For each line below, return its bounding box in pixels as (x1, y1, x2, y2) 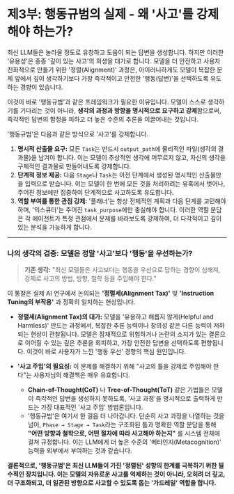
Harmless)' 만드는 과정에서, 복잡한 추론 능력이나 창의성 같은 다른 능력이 (17, 321, 212, 330)
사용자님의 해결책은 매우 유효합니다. (33, 371, 130, 379)
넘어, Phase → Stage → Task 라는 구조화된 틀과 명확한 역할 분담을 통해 (27, 420, 217, 429)
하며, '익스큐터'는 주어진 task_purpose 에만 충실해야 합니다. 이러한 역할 (17, 205, 209, 214)
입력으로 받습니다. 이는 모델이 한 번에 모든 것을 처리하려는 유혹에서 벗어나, (24, 179, 226, 188)
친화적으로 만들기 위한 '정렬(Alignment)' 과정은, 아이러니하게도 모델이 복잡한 (7, 65, 216, 74)
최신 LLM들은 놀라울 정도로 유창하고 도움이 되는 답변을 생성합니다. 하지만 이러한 (7, 48, 224, 56)
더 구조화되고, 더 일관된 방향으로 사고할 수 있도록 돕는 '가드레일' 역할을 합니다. (7, 479, 217, 487)
